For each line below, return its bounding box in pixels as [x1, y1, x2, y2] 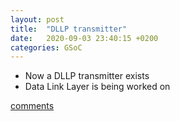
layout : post [10, 14, 65, 25]
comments [10, 100, 55, 112]
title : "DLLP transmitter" [10, 24, 128, 34]
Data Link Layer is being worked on [24, 81, 171, 93]
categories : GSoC [10, 42, 83, 53]
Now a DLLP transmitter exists [24, 70, 150, 82]
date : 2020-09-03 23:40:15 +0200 [10, 33, 159, 43]
